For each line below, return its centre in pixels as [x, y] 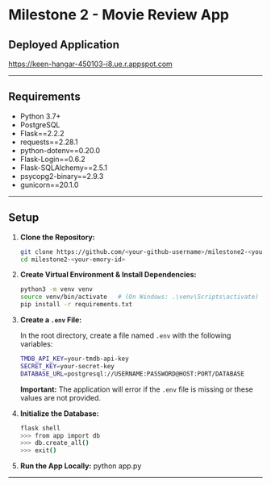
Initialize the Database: [59, 413]
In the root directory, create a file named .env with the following [125, 335]
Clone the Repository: [57, 237]
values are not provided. [60, 397]
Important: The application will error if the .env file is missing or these [136, 389]
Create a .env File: [51, 320]
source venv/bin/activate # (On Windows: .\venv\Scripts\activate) [140, 297]
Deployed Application [64, 45]
